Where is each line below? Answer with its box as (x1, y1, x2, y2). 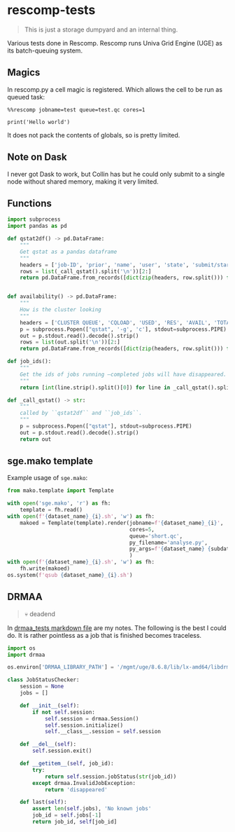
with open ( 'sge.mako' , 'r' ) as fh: (7, 500, 111, 507)
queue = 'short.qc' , (129, 532, 183, 540)
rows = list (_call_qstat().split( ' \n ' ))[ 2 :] (20, 268, 152, 275)
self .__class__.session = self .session (44, 728, 161, 735)
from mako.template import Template (7, 487, 114, 494)
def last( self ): (20, 798, 68, 806)
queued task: (7, 93, 45, 101)
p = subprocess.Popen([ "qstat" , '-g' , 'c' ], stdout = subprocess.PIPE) (20, 325, 227, 333)
